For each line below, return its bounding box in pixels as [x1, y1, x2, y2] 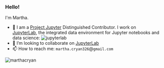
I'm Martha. [5, 15, 29, 21]
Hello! [5, 3, 20, 10]
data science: [12, 35, 41, 41]
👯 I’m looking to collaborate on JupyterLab [12, 40, 99, 46]
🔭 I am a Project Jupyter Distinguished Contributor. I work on [12, 24, 136, 30]
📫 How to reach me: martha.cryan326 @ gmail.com [12, 46, 113, 52]
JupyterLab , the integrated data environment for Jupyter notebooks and [12, 30, 160, 36]
